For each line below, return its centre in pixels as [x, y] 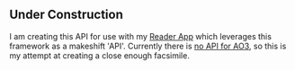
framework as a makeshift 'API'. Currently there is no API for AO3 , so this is [148, 46]
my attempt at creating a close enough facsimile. [100, 55]
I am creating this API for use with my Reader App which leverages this [141, 36]
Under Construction [66, 15]
